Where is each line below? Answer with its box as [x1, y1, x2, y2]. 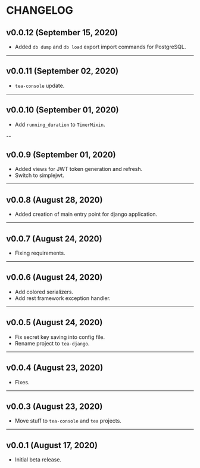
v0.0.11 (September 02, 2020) [6, 66, 119, 77]
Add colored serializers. [14, 288, 73, 295]
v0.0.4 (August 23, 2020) [6, 363, 104, 373]
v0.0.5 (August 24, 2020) [6, 317, 103, 328]
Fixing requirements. [14, 249, 65, 257]
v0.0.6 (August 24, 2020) [6, 273, 103, 283]
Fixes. [14, 378, 30, 386]
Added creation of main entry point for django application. [14, 210, 158, 218]
